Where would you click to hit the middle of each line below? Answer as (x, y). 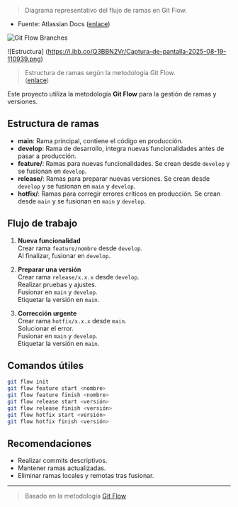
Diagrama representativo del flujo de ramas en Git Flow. (106, 10)
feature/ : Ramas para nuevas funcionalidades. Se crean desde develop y (124, 163)
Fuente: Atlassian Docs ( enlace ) (64, 24)
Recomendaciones (50, 444)
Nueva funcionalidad (49, 240)
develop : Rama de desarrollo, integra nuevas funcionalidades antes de (121, 148)
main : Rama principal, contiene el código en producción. (100, 140)
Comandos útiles (46, 366)
